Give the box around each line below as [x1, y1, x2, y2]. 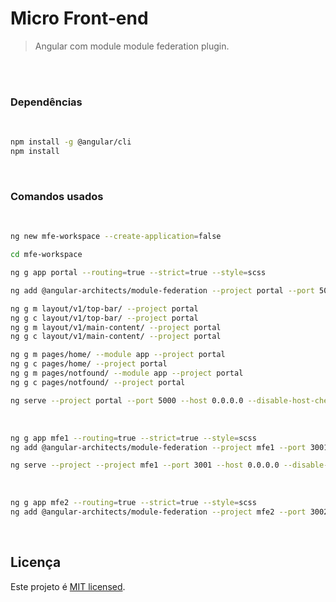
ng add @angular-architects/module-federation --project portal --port [10, 285, 315, 296]
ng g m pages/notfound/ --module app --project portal [10, 368, 244, 379]
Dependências [10, 95, 83, 109]
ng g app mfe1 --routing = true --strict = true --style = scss [10, 433, 257, 443]
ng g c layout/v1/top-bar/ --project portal [10, 313, 199, 323]
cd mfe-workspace [10, 250, 83, 260]
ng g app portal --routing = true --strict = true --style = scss [10, 268, 267, 278]
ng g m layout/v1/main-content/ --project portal [10, 322, 222, 332]
